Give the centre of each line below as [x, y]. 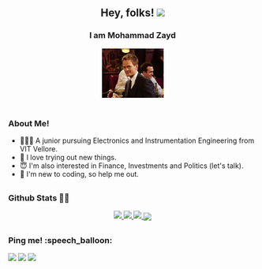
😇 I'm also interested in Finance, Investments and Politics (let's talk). [131, 166]
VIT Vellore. [38, 149]
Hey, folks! [127, 13]
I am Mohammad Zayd [133, 35]
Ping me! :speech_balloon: [60, 240]
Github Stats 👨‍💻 [39, 198]
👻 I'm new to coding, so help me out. [79, 174]
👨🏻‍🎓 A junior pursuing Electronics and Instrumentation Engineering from [137, 140]
